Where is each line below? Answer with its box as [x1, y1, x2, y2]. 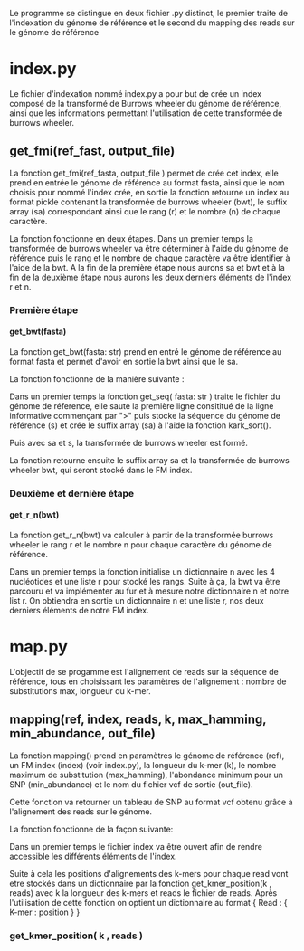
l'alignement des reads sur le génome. [9, 805, 152, 817]
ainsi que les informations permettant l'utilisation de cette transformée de [9, 108, 283, 119]
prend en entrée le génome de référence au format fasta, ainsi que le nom [9, 176, 285, 188]
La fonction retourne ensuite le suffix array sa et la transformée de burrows [9, 454, 290, 465]
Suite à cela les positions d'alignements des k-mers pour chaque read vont [9, 868, 289, 879]
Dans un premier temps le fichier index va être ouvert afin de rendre [9, 841, 262, 851]
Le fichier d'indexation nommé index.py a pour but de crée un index [9, 88, 262, 99]
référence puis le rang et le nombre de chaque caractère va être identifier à [9, 252, 290, 263]
